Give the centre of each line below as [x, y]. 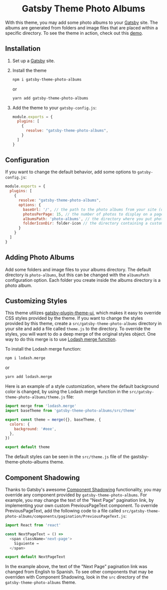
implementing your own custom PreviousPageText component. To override [82, 505]
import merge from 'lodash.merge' [41, 406]
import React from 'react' [33, 525]
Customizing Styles [36, 301]
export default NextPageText [35, 557]
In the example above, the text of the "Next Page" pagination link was [76, 567]
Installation [23, 49]
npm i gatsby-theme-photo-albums [47, 79]
